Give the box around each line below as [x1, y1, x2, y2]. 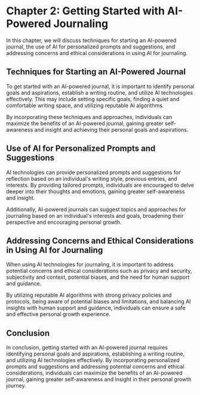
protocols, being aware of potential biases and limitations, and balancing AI [6, 298, 191, 305]
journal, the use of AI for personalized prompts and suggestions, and [6, 43, 176, 50]
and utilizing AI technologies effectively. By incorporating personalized [6, 357, 180, 364]
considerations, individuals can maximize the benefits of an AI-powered [6, 369, 183, 376]
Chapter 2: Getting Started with [6, 4, 165, 18]
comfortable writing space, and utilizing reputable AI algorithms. [6, 102, 164, 109]
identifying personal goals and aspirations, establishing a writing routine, [6, 350, 185, 357]
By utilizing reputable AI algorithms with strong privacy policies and [6, 291, 172, 299]
